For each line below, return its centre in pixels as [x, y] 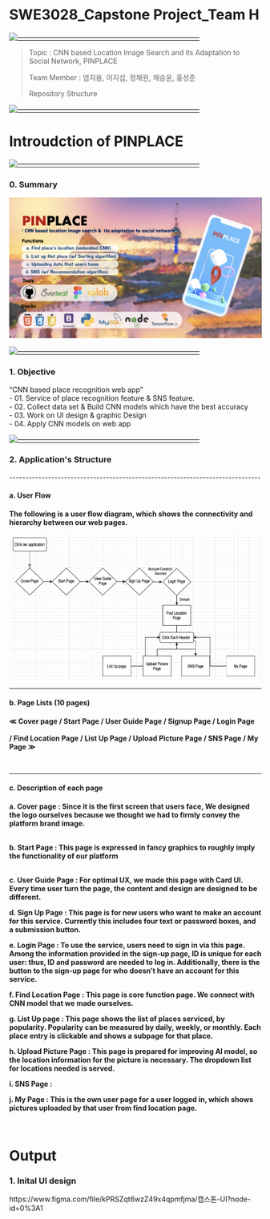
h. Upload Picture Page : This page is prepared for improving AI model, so [133, 1051]
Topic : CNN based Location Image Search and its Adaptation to [134, 52]
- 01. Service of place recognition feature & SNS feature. [102, 398]
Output [33, 1156]
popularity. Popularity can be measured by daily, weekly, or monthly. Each [135, 1027]
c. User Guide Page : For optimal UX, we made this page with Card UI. [126, 880]
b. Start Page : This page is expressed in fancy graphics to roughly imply [132, 847]
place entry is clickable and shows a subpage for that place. [111, 1035]
